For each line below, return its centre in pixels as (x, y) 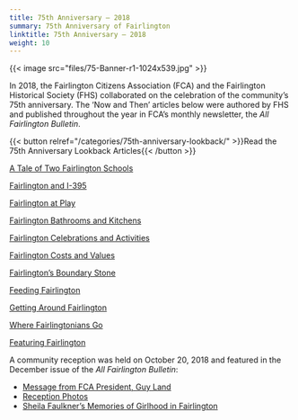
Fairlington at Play (43, 203)
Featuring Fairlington (48, 343)
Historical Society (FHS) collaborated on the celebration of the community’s (149, 95)
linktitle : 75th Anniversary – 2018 (78, 34)
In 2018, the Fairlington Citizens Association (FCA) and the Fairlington (138, 85)
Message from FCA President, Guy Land (97, 387)
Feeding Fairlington (45, 290)
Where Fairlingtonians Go (56, 326)
